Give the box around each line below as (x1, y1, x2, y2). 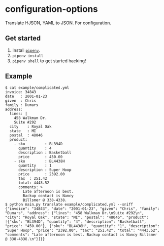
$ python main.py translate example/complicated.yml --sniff (5, 202, 133, 207)
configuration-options (5, 3, 98, 15)
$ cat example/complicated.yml (5, 85, 69, 90)
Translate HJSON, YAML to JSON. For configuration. (5, 20, 112, 26)
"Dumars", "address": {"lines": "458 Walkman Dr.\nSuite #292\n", (5, 210, 144, 215)
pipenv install (12, 53, 44, 58)
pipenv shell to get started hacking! (12, 58, 86, 64)
